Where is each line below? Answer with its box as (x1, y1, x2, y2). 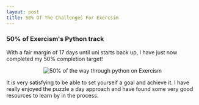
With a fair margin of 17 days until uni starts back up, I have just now (6, 48, 178, 56)
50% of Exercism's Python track (6, 35, 104, 43)
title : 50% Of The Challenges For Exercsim (6, 15, 119, 21)
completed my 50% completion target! (6, 55, 103, 62)
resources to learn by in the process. (6, 92, 99, 99)
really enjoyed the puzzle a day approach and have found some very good (6, 85, 194, 92)
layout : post (6, 9, 40, 15)
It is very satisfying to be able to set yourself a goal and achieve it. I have (6, 79, 190, 86)
